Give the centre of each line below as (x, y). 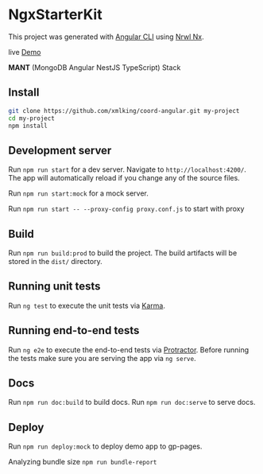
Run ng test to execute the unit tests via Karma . (87, 305)
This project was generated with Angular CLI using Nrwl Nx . (106, 37)
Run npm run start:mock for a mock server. (78, 193)
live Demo (25, 52)
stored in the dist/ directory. (56, 261)
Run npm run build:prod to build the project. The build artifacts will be (123, 253)
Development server (60, 150)
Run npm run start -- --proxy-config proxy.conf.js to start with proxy (126, 209)
